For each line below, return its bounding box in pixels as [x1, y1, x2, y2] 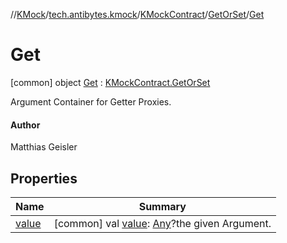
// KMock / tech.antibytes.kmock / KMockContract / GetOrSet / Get [10, 9, 265, 20]
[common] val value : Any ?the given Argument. [53, 216, 272, 230]
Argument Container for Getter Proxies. [10, 95, 172, 108]
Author [10, 119, 41, 131]
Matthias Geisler [10, 141, 78, 153]
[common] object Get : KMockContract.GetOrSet [10, 76, 211, 88]
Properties [10, 170, 78, 187]
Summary [138, 199, 187, 213]
